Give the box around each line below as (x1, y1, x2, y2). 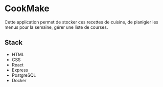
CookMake (4, 3, 49, 14)
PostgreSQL (11, 72, 36, 78)
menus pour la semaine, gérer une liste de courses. (4, 24, 108, 30)
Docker (11, 77, 27, 83)
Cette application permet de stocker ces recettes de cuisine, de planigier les (4, 19, 159, 25)
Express (11, 67, 28, 73)
